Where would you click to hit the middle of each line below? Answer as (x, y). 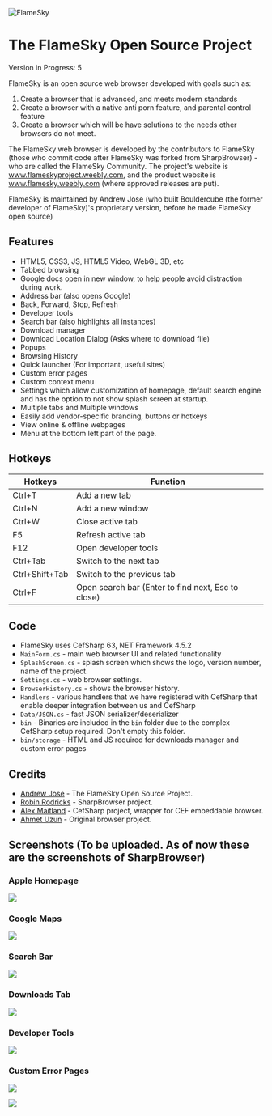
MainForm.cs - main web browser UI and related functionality (121, 654)
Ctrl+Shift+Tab (40, 574)
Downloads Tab (40, 995)
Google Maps (35, 919)
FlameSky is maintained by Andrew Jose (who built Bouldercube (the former (136, 199)
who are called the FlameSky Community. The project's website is (119, 166)
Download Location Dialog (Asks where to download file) (115, 338)
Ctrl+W (26, 521)
